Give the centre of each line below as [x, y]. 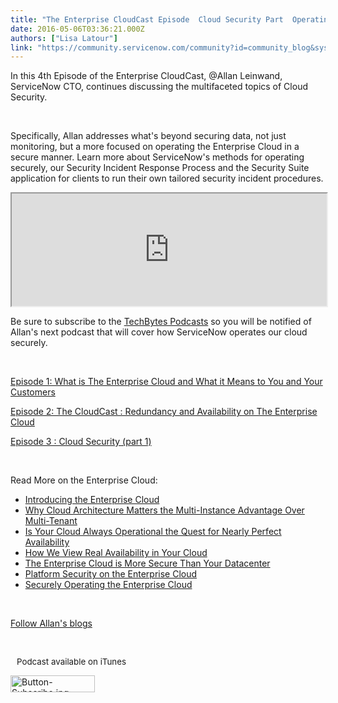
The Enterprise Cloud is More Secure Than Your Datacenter [147, 563]
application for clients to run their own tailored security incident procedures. [167, 178]
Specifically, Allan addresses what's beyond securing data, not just [148, 136]
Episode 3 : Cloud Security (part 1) [81, 442]
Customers [33, 392]
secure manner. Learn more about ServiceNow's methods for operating [157, 157]
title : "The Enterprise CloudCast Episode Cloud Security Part [147, 19]
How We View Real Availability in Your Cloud [116, 553]
